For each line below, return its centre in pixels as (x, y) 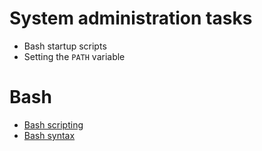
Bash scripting (53, 124)
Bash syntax (49, 135)
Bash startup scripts (65, 46)
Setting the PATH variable (74, 56)
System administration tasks (131, 18)
